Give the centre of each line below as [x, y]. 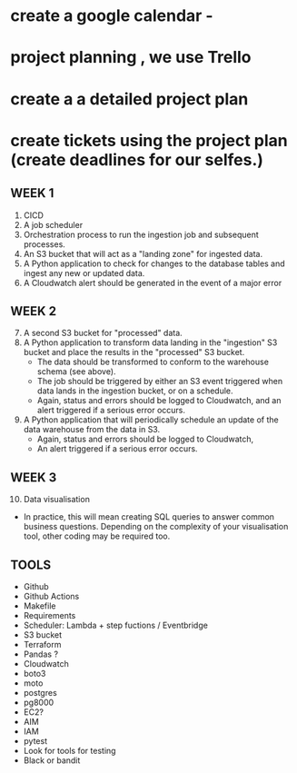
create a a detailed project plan [129, 99]
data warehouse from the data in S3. [92, 430]
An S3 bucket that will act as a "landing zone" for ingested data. [143, 253]
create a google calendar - [112, 16]
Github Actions [51, 596]
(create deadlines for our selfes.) [137, 159]
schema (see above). [76, 372]
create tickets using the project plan [149, 140]
